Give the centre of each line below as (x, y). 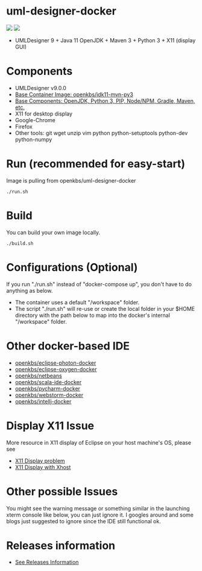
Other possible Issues (62, 491)
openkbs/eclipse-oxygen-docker (56, 369)
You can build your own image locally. (53, 232)
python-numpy (33, 139)
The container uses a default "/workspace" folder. (77, 302)
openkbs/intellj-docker (43, 401)
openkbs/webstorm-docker (49, 395)
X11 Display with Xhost (43, 467)
